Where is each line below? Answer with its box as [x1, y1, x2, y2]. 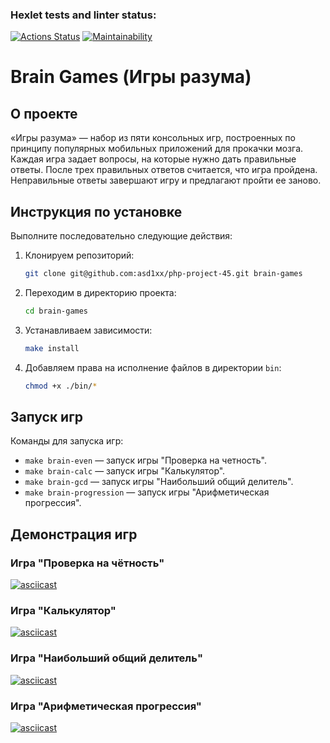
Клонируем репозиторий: [24, 249, 135, 262]
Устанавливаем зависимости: [24, 324, 153, 336]
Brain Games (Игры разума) [10, 66, 252, 88]
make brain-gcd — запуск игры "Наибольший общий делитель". [24, 476, 294, 488]
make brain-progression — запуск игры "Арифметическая [24, 486, 270, 498]
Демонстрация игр [10, 526, 138, 543]
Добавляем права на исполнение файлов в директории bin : [24, 361, 282, 373]
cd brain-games [24, 306, 89, 316]
